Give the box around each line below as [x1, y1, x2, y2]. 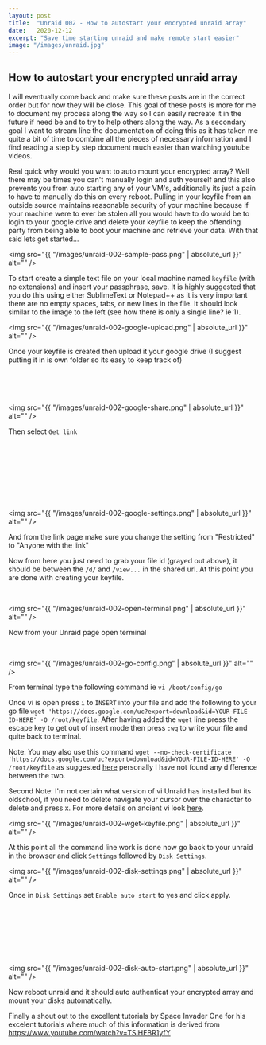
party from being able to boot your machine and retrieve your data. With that [8, 225, 259, 235]
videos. [8, 150, 33, 160]
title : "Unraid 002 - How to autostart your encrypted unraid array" [8, 19, 247, 27]
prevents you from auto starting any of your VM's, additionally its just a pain [8, 183, 256, 193]
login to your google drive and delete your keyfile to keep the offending [8, 216, 241, 227]
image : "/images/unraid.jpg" [8, 41, 105, 49]
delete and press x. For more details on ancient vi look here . [8, 803, 204, 813]
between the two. [8, 770, 66, 780]
